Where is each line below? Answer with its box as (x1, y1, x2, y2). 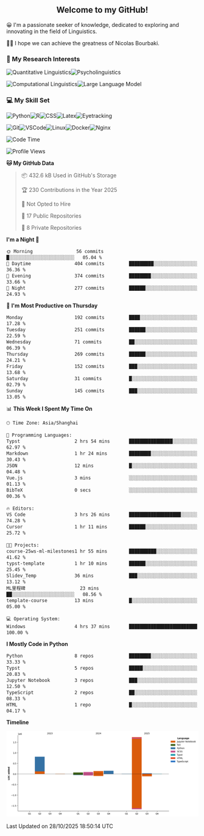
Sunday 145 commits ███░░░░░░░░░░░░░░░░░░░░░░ (6, 388, 198, 394)
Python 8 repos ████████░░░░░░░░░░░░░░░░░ (6, 653, 198, 659)
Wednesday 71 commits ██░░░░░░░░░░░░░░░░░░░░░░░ (6, 339, 198, 345)
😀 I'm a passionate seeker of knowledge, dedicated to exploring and (6, 21, 180, 28)
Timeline (6, 719, 29, 726)
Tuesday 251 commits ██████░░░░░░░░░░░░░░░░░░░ (6, 327, 198, 333)
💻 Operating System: (6, 616, 61, 622)
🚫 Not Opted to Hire (21, 200, 71, 208)
